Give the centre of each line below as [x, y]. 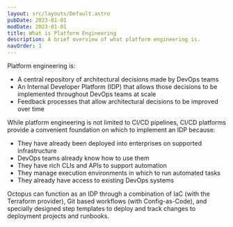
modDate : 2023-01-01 [37, 26]
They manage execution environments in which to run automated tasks [119, 173]
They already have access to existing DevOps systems [96, 180]
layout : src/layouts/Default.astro [59, 14]
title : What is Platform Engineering [62, 33]
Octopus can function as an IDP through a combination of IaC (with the [109, 194]
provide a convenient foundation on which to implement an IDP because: [111, 130]
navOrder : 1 [24, 46]
